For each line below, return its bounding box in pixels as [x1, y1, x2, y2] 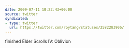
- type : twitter [5, 20, 38, 26]
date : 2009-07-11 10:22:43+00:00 [5, 7, 72, 12]
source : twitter [5, 12, 38, 16]
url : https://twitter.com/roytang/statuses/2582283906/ [9, 25, 124, 30]
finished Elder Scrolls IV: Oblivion [5, 38, 71, 44]
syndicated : [5, 16, 29, 21]
